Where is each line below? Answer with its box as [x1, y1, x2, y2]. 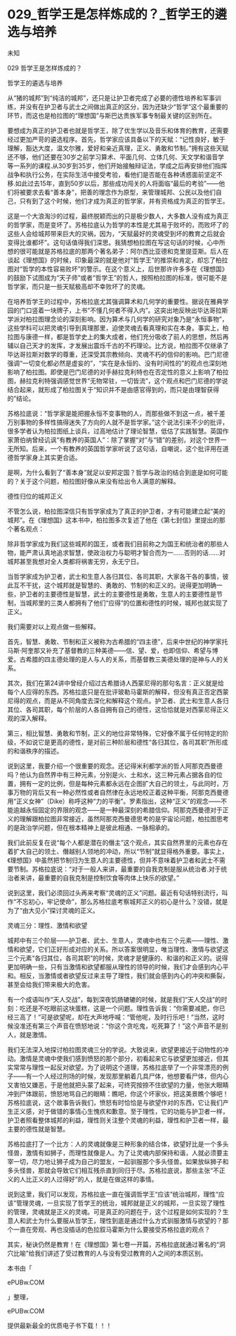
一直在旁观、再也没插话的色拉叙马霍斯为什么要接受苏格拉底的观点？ [13, 1225, 211, 1234]
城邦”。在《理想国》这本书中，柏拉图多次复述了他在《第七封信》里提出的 [7, 515, 220, 524]
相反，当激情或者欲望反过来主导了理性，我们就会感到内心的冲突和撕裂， [19, 971, 229, 980]
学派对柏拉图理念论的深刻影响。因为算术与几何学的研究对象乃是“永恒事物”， [7, 314, 228, 323]
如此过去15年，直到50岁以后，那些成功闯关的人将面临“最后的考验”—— [15, 179, 219, 188]
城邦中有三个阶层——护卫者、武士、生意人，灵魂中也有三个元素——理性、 [7, 936, 223, 945]
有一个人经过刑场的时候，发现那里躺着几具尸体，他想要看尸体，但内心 [25, 1072, 229, 1080]
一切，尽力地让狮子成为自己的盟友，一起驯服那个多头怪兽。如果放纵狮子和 [13, 1157, 229, 1165]
